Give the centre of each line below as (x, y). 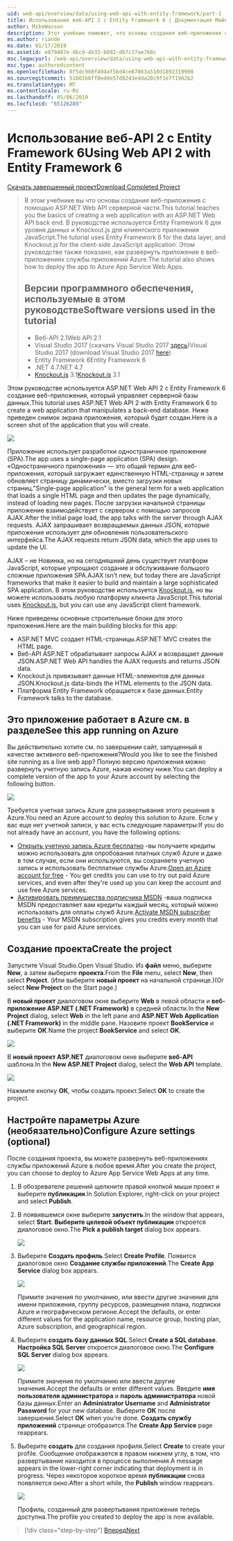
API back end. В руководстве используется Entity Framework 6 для (123, 222)
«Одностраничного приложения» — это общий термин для (95, 466)
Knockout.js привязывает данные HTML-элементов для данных (111, 675)
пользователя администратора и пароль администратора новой (116, 1396)
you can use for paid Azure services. (70, 927)
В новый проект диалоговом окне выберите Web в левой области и (109, 1001)
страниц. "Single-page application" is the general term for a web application (115, 488)
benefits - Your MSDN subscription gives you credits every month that (118, 920)
